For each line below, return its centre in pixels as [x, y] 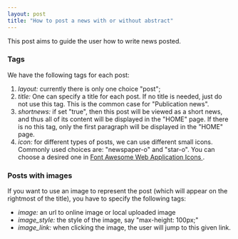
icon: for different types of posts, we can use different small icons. [115, 142]
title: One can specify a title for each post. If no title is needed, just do [120, 96]
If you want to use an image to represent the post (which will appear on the [118, 191]
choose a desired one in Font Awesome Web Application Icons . [111, 157]
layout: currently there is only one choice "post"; [89, 88]
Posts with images [40, 176]
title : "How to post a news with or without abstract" [90, 21]
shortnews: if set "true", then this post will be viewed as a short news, [120, 111]
